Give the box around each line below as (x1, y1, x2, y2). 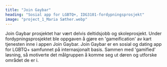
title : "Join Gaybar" (5, 7, 51, 13)
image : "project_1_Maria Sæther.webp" (5, 17, 88, 22)
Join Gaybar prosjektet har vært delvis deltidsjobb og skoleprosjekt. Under (5, 31, 162, 37)
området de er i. (5, 57, 39, 63)
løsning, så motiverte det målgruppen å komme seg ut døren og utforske (5, 52, 157, 58)
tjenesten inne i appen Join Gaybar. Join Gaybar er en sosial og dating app (5, 41, 162, 47)
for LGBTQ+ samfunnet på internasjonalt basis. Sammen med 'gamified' (5, 46, 156, 53)
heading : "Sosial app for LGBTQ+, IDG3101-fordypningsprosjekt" (5, 12, 145, 17)
